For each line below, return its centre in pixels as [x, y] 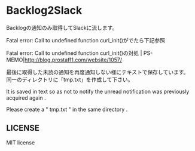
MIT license [21, 142]
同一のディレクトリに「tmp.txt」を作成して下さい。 [70, 79]
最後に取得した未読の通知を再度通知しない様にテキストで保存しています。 [97, 72]
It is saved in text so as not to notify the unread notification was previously [98, 91]
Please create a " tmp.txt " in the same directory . [67, 109]
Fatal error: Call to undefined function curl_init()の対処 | [74, 53]
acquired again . [26, 98]
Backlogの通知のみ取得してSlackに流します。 [62, 27]
